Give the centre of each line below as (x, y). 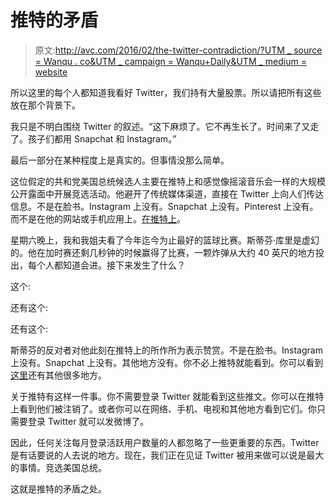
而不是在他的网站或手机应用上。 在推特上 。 (98, 218)
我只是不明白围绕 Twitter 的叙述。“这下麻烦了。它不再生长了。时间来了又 (160, 126)
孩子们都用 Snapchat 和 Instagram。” (102, 138)
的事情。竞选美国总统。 (58, 467)
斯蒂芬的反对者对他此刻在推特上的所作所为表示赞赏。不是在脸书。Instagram (166, 350)
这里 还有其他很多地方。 (58, 375)
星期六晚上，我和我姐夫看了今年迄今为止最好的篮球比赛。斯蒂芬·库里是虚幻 (165, 240)
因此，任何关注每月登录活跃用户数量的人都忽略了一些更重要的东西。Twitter (165, 442)
